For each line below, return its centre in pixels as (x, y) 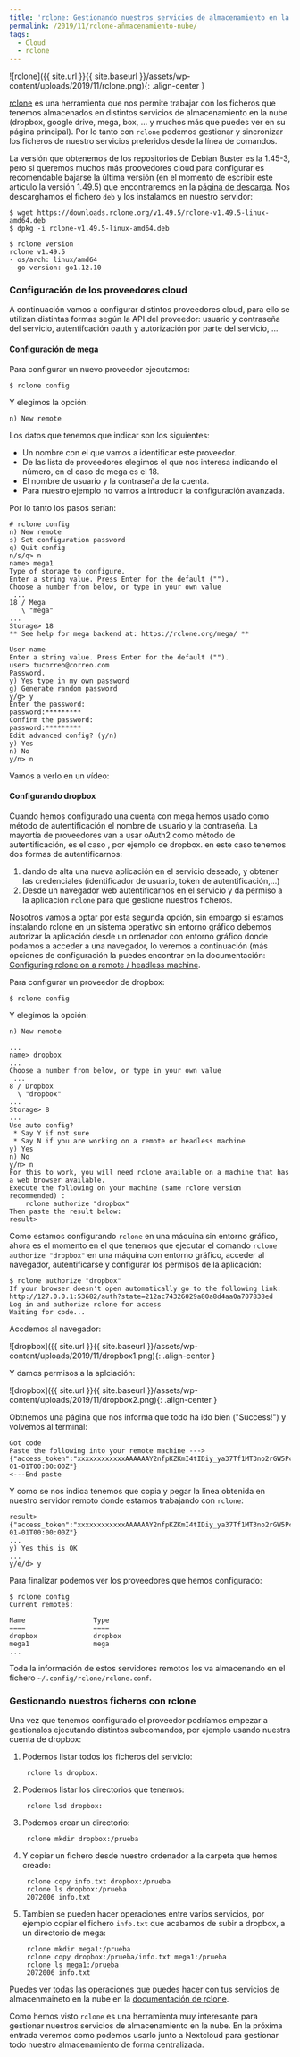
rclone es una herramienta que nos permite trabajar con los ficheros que (143, 103)
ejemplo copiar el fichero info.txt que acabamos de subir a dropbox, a (154, 1924)
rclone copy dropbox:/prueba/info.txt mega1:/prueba (126, 1957)
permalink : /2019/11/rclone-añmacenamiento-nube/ (104, 26)
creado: (36, 1866)
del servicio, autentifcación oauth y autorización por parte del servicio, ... (144, 328)
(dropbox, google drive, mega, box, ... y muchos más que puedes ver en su (147, 123)
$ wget (21, 213)
